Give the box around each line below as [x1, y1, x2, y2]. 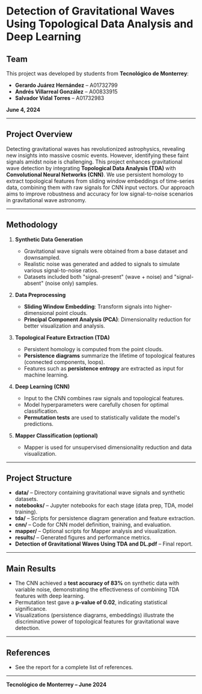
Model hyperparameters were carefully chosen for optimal [23, 401, 169, 408]
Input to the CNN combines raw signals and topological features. [23, 394, 185, 402]
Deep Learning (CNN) [14, 383, 70, 390]
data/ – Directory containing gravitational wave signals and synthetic [14, 489, 185, 496]
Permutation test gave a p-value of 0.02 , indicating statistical [14, 599, 168, 606]
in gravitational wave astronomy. [6, 196, 87, 203]
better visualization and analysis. [23, 322, 105, 329]
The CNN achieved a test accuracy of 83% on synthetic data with [14, 579, 179, 587]
